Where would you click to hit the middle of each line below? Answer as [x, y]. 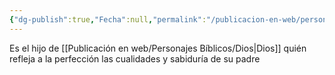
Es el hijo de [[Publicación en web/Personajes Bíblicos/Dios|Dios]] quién [158, 48]
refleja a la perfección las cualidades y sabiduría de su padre [135, 58]
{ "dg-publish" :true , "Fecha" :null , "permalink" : [108, 19]
